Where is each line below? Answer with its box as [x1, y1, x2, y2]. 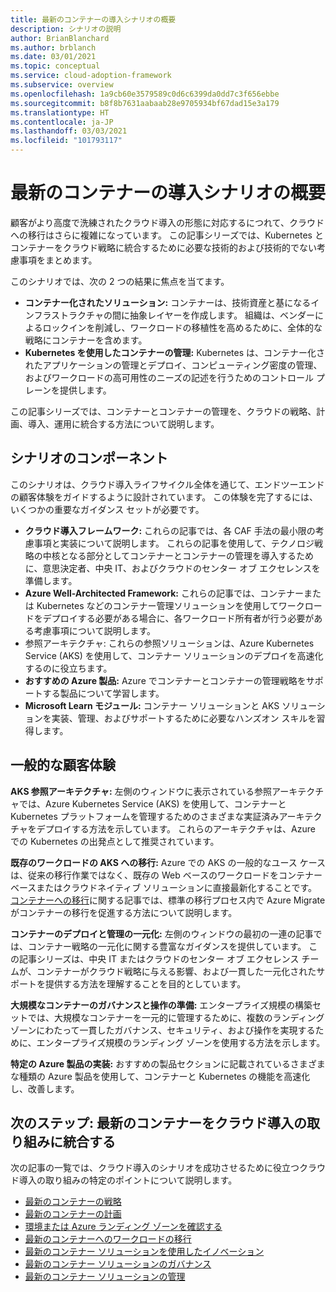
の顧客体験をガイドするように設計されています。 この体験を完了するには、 [10, 491, 319, 503]
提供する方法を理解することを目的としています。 [44, 977, 247, 990]
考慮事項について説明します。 [33, 624, 156, 636]
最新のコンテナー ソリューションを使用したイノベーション [24, 1246, 265, 1258]
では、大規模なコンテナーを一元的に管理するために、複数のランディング [27, 1011, 325, 1023]
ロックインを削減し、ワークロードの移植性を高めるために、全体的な [42, 321, 323, 333]
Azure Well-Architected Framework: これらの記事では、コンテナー [24, 587, 304, 599]
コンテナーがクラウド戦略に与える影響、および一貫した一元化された [36, 965, 317, 977]
